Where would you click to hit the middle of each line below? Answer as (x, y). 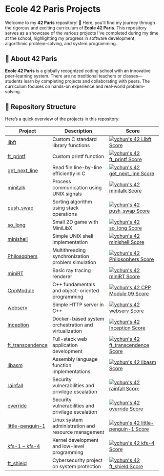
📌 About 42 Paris (31, 59)
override (17, 405)
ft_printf (17, 156)
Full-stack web (70, 339)
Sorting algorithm (72, 201)
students (14, 81)
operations (65, 214)
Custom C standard (75, 139)
